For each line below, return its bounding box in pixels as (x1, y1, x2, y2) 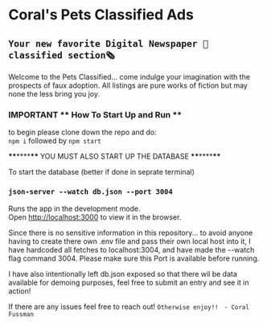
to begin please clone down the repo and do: (8, 127, 157, 138)
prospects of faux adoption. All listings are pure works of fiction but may (8, 80, 248, 90)
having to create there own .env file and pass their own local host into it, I (8, 236, 251, 246)
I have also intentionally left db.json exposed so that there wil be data (8, 269, 237, 278)
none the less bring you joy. (8, 89, 101, 98)
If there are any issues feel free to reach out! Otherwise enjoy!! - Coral (8, 302, 249, 311)
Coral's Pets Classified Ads (8, 6, 195, 24)
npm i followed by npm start (8, 136, 102, 146)
